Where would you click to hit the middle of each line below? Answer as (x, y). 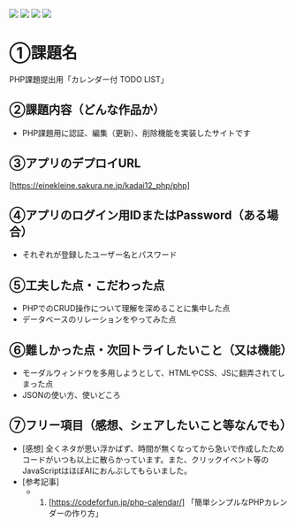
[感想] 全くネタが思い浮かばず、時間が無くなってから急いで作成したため (153, 448)
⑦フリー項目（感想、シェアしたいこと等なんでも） (151, 426)
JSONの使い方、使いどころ (71, 395)
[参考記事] (41, 481)
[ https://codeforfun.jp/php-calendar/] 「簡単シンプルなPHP (156, 502)
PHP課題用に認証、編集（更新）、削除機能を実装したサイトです (137, 133)
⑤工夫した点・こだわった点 (87, 285)
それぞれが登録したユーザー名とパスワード (99, 255)
